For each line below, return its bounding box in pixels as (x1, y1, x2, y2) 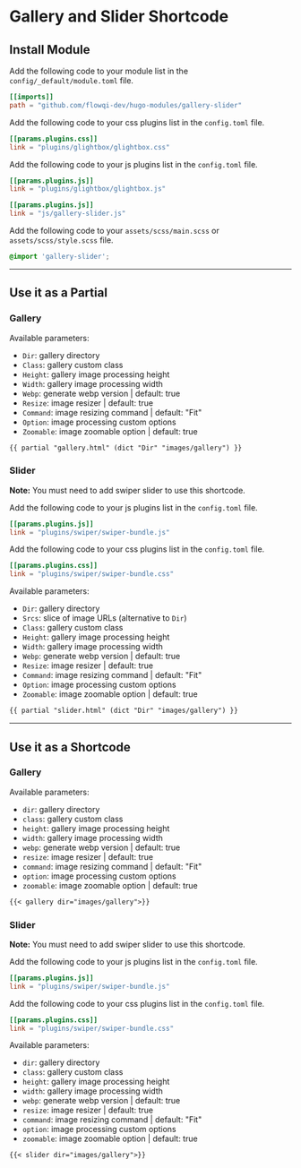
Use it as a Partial (9, 285, 107, 301)
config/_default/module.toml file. (9, 75, 134, 86)
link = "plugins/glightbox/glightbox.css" (9, 142, 170, 151)
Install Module (9, 42, 91, 57)
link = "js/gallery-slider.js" (9, 209, 126, 219)
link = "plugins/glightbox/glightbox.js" (9, 185, 167, 193)
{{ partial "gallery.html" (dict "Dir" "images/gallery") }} (9, 443, 243, 452)
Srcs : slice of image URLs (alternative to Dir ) (21, 613, 187, 623)
